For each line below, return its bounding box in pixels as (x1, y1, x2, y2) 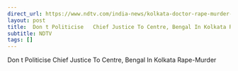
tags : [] (7, 37, 33, 44)
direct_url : (7, 10, 42, 18)
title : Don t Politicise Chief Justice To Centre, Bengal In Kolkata (7, 23, 227, 30)
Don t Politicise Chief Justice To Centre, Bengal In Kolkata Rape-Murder (7, 56, 217, 64)
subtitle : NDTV (7, 30, 52, 37)
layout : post (7, 17, 46, 24)
